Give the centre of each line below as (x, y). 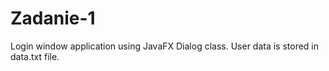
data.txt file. (35, 56)
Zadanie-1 (53, 18)
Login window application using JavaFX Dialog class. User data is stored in (165, 46)
